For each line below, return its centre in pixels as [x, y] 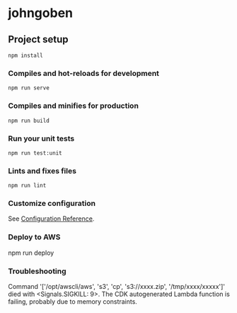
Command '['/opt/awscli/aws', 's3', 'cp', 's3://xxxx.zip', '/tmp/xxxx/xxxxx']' [117, 287]
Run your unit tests [41, 138]
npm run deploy [31, 253]
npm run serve [29, 88]
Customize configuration [52, 204]
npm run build [29, 121]
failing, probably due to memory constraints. [73, 302]
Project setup [39, 39]
